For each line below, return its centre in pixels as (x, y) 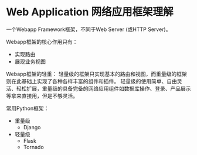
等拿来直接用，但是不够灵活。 (42, 96)
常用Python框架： (28, 108)
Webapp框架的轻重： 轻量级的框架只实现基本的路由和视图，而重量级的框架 (96, 74)
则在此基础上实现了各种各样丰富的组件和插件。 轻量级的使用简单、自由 (91, 81)
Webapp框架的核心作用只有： (42, 42)
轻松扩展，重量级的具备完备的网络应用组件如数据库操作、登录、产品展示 (103, 88)
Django (32, 127)
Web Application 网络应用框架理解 (90, 12)
